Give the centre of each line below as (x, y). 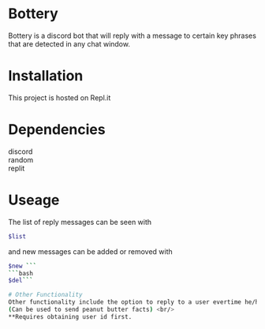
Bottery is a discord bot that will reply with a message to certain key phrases (132, 36)
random (21, 159)
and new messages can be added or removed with (91, 251)
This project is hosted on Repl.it (60, 97)
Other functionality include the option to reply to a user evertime (125, 302)
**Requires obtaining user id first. (70, 316)
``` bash (21, 273)
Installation (46, 76)
